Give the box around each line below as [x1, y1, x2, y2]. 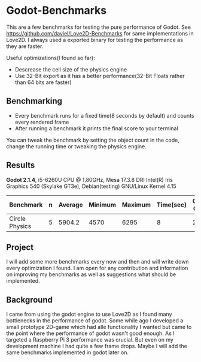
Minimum [89, 201, 117, 209]
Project [6, 242, 34, 252]
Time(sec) [156, 201, 187, 209]
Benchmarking [6, 96, 63, 106]
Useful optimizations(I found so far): [6, 54, 95, 61]
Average [58, 201, 83, 209]
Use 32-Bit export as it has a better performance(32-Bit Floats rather [14, 72, 185, 79]
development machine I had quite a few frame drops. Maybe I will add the [6, 343, 187, 350]
